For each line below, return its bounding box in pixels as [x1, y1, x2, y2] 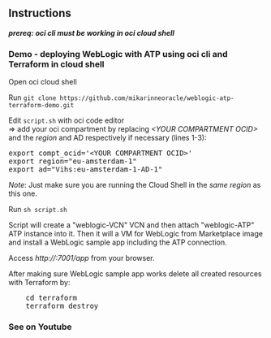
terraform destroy [25, 301, 99, 311]
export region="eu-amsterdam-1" [8, 157, 137, 166]
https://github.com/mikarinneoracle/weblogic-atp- [59, 94, 234, 102]
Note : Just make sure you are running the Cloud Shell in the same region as [8, 180, 261, 190]
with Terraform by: [8, 278, 71, 288]
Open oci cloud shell [8, 77, 77, 87]
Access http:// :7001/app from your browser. [8, 253, 156, 263]
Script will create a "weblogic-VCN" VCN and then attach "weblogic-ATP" [8, 220, 255, 230]
